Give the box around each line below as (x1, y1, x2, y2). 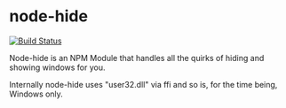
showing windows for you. (9, 62, 106, 73)
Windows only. (9, 89, 64, 99)
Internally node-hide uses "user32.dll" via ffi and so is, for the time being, (9, 79, 278, 89)
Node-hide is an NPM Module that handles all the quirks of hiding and (9, 52, 265, 63)
